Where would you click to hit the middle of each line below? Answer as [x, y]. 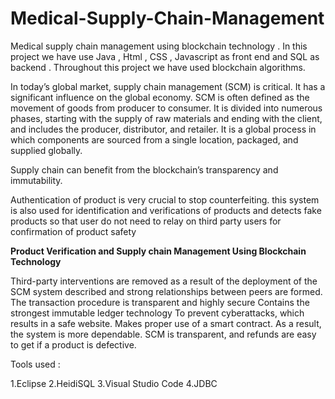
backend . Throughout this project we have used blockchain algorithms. [158, 67]
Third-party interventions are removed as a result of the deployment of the [164, 281]
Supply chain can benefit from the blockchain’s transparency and [144, 169]
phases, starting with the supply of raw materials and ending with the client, [166, 118]
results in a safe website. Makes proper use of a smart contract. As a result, [166, 323]
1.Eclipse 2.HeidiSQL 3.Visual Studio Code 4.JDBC [114, 383]
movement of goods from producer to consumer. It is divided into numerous [166, 108]
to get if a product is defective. [73, 344]
